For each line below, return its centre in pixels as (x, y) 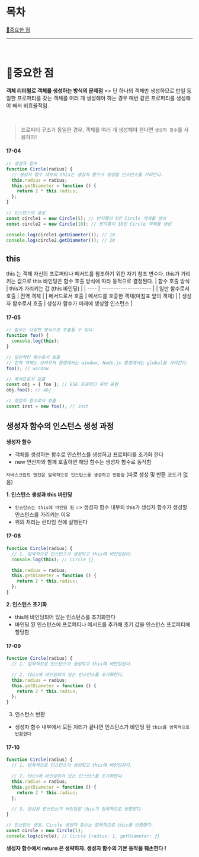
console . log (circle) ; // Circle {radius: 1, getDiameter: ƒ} (83, 836)
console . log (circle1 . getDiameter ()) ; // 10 (61, 235)
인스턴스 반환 (30, 714)
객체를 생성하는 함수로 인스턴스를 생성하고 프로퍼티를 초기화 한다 (89, 454)
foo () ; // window (28, 368)
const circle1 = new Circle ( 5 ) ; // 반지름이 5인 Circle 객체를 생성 (86, 218)
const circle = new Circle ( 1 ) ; (45, 831)
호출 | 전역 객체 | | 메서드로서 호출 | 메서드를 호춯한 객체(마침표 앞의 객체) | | (93, 296)
